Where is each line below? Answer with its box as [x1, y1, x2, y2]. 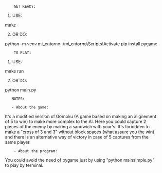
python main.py [5, 87, 36, 93]
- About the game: [11, 105, 49, 110]
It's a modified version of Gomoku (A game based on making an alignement [5, 114, 157, 119]
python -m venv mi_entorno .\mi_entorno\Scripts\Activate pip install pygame [5, 41, 158, 47]
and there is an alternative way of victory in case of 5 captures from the [5, 134, 149, 140]
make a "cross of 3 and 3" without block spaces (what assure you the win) [5, 129, 155, 135]
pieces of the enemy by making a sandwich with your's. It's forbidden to [5, 124, 150, 129]
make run [5, 68, 24, 74]
